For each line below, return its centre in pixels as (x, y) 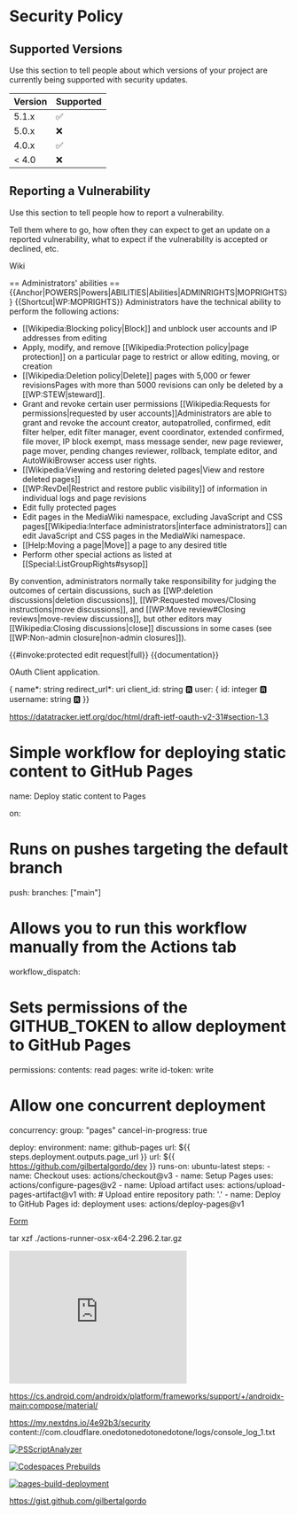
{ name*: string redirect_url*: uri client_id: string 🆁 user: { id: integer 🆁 (138, 689)
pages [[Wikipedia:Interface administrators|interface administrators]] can (155, 526)
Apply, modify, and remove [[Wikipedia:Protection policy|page (136, 347)
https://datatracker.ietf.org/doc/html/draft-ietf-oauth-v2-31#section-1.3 (139, 716)
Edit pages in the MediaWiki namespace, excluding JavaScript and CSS (152, 517)
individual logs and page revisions (84, 497)
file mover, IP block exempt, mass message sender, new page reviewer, (152, 441)
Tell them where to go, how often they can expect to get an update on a (140, 230)
